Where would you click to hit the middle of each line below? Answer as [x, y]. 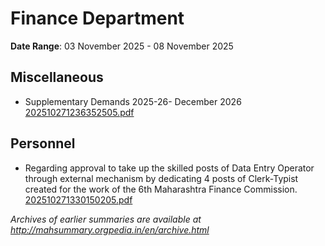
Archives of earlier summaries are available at [106, 219]
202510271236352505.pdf [79, 112]
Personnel [43, 143]
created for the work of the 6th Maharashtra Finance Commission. [161, 189]
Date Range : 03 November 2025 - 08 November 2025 [122, 46]
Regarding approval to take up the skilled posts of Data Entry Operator [169, 168]
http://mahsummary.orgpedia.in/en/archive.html [110, 229]
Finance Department [97, 18]
